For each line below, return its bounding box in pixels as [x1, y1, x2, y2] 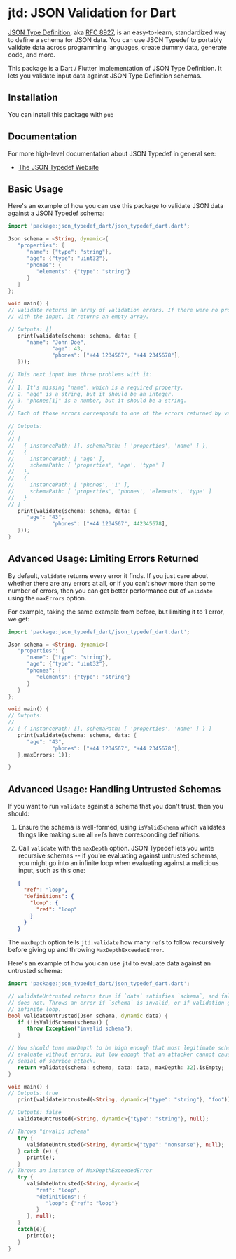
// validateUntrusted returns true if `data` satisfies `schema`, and [8, 993, 218, 1000]
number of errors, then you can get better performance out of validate [8, 586, 213, 595]
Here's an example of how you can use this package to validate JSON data [8, 202, 224, 210]
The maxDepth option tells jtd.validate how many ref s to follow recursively [8, 938, 225, 947]
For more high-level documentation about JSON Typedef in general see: [8, 149, 216, 158]
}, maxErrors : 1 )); [17, 751, 71, 758]
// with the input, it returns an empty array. [8, 313, 150, 320]
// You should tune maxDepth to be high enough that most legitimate [8, 1045, 216, 1052]
